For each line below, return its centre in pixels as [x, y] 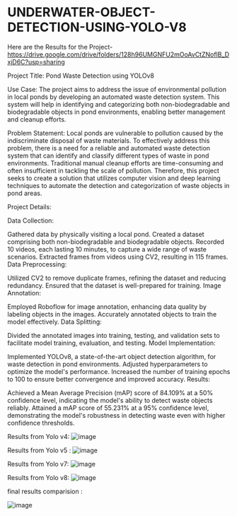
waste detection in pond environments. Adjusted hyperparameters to [108, 364]
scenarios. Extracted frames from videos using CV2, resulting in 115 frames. [118, 257]
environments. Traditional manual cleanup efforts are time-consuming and [115, 163]
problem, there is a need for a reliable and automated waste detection [109, 148]
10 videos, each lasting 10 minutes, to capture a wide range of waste [107, 249]
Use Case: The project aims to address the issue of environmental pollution [117, 89]
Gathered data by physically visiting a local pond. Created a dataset [106, 234]
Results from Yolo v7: [38, 464]
